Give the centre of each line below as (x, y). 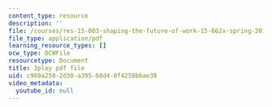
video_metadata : (36, 83)
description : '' (36, 23)
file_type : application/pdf (56, 38)
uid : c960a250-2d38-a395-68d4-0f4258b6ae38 (83, 76)
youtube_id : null (45, 91)
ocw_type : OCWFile (39, 53)
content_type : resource (49, 16)
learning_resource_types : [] (57, 46)
